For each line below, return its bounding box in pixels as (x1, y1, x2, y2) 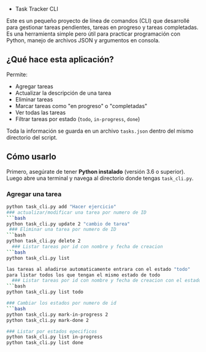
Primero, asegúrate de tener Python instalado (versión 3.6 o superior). (6, 168, 186, 175)
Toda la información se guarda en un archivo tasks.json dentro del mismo (6, 127, 194, 135)
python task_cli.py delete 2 (6, 238, 81, 244)
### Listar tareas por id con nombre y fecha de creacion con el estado (12, 278, 202, 284)
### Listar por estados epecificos (6, 328, 97, 334)
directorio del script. (6, 133, 58, 141)
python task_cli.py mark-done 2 (6, 317, 89, 323)
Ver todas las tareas (15, 109, 66, 116)
